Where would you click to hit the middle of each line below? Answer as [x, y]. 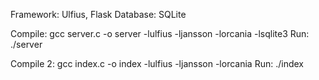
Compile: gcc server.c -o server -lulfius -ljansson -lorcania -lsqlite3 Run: [160, 33]
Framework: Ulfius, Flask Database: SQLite [98, 14]
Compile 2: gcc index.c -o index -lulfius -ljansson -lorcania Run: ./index [157, 63]
